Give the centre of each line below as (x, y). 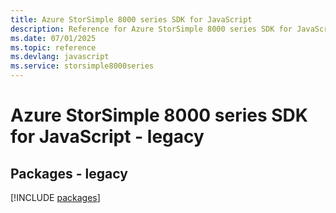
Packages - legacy (69, 173)
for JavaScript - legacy (107, 137)
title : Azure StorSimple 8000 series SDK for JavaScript (131, 19)
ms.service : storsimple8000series (82, 66)
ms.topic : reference (53, 47)
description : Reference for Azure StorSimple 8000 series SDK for (151, 29)
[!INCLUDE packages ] (55, 197)
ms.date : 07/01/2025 (53, 38)
